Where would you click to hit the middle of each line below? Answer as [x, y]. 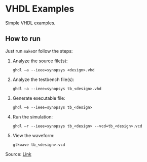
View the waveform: [33, 135]
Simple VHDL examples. [30, 23]
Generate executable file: [39, 98]
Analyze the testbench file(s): [43, 79]
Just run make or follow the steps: [39, 51]
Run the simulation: [33, 116]
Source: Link [19, 154]
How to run [23, 39]
